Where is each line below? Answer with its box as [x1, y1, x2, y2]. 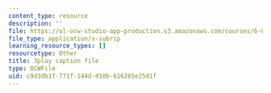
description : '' [8, 19, 63, 27]
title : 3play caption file [8, 57, 99, 66]
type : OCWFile [8, 65, 56, 73]
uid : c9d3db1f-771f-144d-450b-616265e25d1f [8, 72, 157, 80]
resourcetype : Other [8, 49, 78, 57]
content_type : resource [8, 11, 89, 20]
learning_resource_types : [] [8, 42, 106, 50]
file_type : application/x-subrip [8, 34, 121, 43]
